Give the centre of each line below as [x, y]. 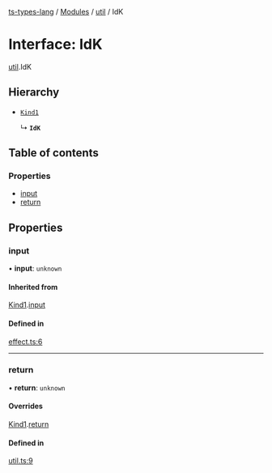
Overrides [25, 406]
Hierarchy [34, 92]
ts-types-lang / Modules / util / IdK [66, 12]
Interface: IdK [55, 45]
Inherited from [33, 287]
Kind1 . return [29, 424]
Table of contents [53, 153]
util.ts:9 [21, 461]
